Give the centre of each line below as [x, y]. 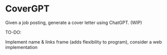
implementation [22, 47]
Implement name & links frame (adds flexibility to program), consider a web [83, 42]
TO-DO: [13, 32]
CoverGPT [27, 9]
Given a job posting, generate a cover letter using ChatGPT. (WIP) [74, 22]
